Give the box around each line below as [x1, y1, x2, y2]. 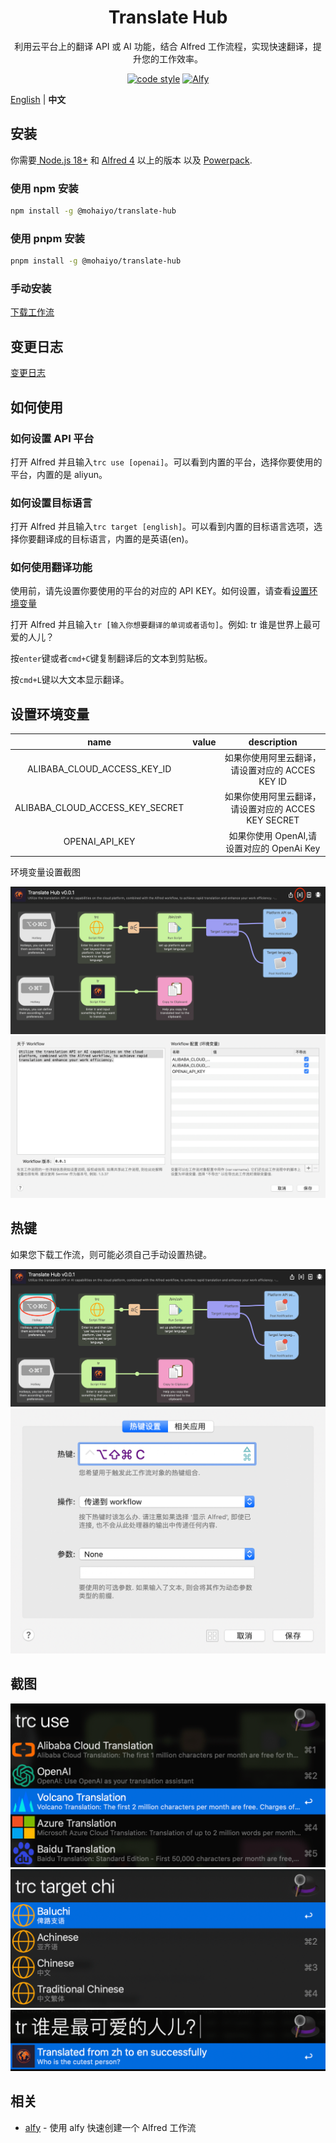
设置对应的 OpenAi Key [225, 842, 321, 854]
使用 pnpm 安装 [10, 231, 85, 245]
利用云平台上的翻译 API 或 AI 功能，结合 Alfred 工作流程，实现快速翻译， [14, 40, 313, 52]
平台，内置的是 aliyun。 [10, 468, 108, 480]
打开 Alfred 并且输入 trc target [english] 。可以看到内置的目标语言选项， [10, 521, 315, 533]
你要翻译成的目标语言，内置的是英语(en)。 [18, 533, 194, 545]
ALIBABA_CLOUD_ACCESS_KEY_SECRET [14, 802, 185, 814]
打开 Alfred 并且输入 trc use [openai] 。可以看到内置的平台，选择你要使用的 [10, 456, 323, 468]
